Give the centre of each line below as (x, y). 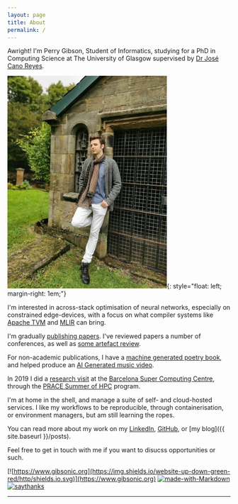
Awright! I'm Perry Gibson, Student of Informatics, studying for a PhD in (112, 51)
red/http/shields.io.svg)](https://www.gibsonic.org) (82, 479)
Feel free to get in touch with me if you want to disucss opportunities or (112, 450)
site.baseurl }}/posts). (39, 437)
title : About (27, 22)
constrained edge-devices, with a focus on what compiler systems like (110, 315)
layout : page (27, 15)
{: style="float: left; (194, 286)
